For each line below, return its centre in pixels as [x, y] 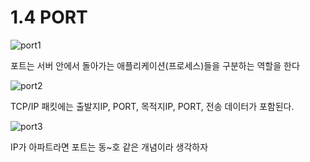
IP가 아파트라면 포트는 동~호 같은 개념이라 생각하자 [109, 147]
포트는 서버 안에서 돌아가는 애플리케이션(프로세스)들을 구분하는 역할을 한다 [155, 65]
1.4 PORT [49, 17]
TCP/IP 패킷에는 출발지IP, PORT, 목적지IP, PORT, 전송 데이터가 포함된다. [152, 106]
